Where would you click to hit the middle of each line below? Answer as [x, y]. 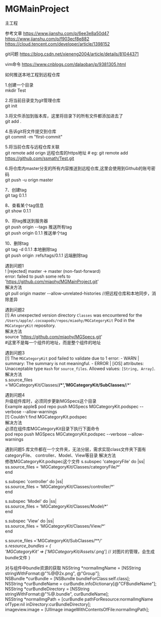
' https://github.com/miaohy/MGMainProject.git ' [52, 281]
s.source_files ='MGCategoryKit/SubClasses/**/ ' [54, 540]
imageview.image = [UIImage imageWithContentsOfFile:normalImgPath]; [77, 609]
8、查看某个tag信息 [24, 205]
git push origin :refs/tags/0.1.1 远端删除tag [46, 255]
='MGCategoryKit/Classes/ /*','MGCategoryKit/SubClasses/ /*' [68, 385]
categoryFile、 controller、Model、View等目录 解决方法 [60, 455]
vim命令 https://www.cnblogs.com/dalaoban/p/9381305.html [66, 64]
